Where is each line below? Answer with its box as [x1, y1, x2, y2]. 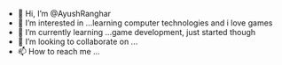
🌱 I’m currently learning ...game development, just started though [17, 27, 256, 37]
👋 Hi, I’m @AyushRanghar [17, 9, 112, 18]
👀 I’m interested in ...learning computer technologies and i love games [17, 18, 273, 28]
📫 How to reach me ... [17, 47, 100, 56]
